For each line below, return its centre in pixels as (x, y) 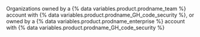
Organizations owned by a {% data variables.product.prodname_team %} (96, 9)
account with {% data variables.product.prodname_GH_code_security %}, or (100, 15)
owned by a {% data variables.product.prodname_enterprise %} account (96, 21)
